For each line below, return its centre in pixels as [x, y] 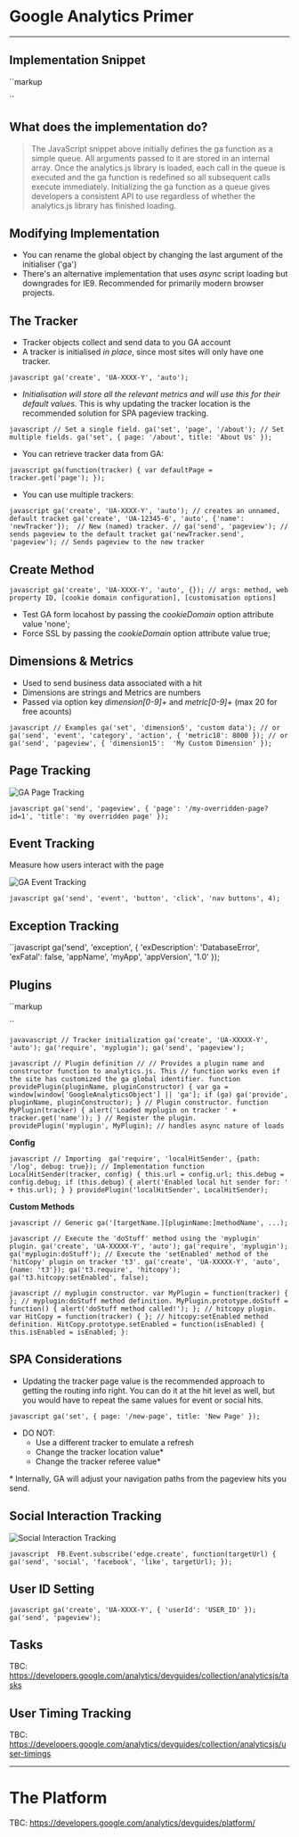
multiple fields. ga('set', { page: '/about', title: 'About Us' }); [141, 438]
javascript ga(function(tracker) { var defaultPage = [111, 470]
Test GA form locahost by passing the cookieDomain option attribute [148, 614]
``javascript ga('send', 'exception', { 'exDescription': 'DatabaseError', [134, 947]
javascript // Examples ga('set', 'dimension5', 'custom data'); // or [145, 728]
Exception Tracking [64, 926]
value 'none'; [46, 624]
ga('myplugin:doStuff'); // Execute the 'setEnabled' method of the [139, 1254]
